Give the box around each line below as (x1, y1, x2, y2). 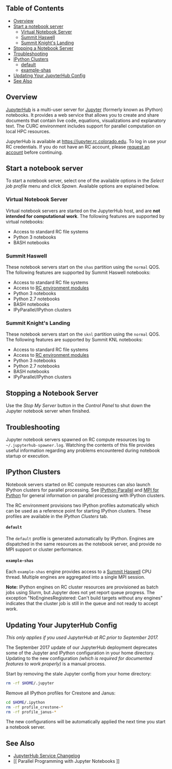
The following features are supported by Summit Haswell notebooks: (6, 269, 150, 276)
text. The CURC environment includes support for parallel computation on (6, 123, 161, 129)
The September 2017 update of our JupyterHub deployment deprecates (6, 644, 158, 650)
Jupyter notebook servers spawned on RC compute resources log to (6, 436, 150, 443)
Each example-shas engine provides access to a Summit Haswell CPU (6, 569, 152, 575)
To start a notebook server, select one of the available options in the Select (6, 177, 164, 184)
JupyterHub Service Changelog (13, 753, 80, 759)
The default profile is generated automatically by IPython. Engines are (6, 535, 155, 541)
